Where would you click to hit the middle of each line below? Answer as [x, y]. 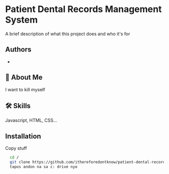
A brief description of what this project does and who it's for [68, 34]
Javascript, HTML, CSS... [31, 120]
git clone [20, 162]
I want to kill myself [25, 89]
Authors [18, 49]
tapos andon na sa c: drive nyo [44, 166]
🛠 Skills [18, 106]
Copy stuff [16, 148]
